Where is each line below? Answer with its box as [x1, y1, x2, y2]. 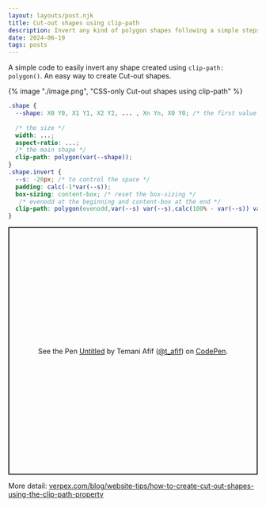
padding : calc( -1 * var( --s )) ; [15, 183, 112, 191]
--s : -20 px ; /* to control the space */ [15, 175, 150, 183]
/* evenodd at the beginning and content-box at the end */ [18, 197, 222, 206]
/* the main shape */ [15, 146, 87, 154]
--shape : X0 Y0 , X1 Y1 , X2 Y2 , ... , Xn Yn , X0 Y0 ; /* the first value [15, 109, 257, 117]
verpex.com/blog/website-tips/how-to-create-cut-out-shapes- [48, 481, 255, 491]
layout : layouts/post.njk [8, 11, 93, 20]
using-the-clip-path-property [8, 490, 104, 499]
